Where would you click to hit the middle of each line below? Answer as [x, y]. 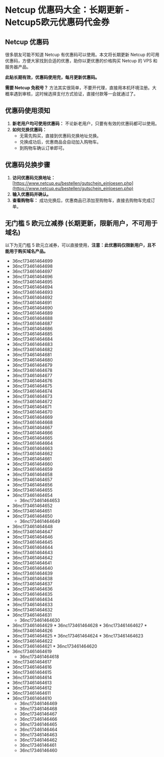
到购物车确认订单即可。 [43, 148]
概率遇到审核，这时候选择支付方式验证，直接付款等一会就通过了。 [71, 94]
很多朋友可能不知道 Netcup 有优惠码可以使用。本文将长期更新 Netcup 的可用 [82, 55]
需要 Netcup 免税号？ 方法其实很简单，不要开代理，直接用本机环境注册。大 [81, 88]
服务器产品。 [18, 67]
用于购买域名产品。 [28, 251]
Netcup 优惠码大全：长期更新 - [67, 10]
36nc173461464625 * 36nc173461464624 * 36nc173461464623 [78, 636]
